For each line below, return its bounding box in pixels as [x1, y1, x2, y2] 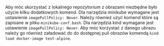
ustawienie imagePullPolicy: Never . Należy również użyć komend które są [5, 15, 159, 20]
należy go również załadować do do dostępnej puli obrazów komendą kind [5, 30, 159, 36]
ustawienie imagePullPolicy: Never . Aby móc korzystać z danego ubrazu [5, 25, 156, 31]
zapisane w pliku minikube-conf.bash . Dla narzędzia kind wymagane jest [5, 20, 154, 25]
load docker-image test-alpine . [5, 35, 71, 41]
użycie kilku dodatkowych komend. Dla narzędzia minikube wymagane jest [5, 9, 159, 15]
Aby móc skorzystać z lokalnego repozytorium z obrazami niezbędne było [5, 4, 158, 10]
